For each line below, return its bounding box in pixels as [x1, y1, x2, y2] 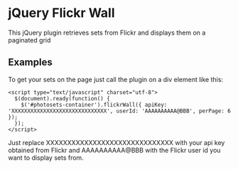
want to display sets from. [8, 153, 84, 162]
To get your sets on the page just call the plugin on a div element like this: [8, 75, 223, 83]
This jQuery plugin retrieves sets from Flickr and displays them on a [8, 28, 206, 37]
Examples [8, 57, 53, 69]
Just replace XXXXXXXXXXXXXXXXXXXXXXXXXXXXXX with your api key [8, 138, 225, 146]
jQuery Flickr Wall [8, 5, 116, 21]
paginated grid [8, 35, 51, 44]
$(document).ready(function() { [14, 95, 111, 102]
